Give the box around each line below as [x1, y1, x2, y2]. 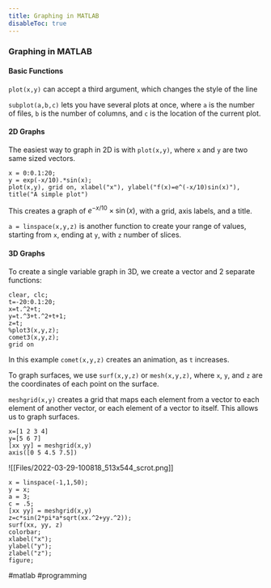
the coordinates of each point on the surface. [8, 379, 159, 388]
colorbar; [8, 527, 42, 536]
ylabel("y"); [8, 542, 53, 550]
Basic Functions [8, 66, 64, 76]
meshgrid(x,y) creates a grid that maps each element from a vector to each [8, 394, 260, 404]
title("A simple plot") [8, 190, 89, 198]
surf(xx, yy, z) [8, 521, 63, 529]
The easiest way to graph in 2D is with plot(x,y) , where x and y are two [8, 145, 248, 154]
